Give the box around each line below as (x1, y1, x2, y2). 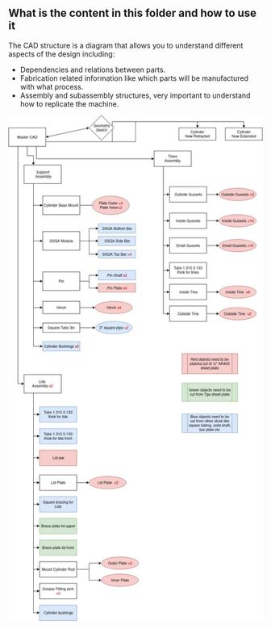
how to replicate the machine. (19, 99, 119, 108)
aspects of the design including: (8, 48, 115, 59)
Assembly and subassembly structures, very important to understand (19, 90, 251, 100)
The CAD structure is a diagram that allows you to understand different (8, 40, 244, 50)
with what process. (19, 82, 84, 91)
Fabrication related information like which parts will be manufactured (19, 73, 248, 83)
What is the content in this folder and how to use (8, 6, 256, 20)
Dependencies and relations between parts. (19, 65, 166, 74)
